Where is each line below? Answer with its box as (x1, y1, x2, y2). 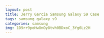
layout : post (5, 7, 32, 12)
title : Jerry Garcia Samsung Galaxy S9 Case (5, 12, 99, 17)
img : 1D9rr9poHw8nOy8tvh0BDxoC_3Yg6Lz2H (5, 26, 91, 31)
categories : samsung (5, 21, 48, 26)
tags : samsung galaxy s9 (5, 16, 57, 21)
